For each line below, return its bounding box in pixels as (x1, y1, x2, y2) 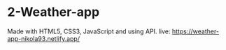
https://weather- (171, 27, 219, 35)
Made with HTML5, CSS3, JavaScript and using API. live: (7, 27, 171, 35)
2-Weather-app (7, 4, 100, 20)
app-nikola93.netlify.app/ (7, 34, 80, 42)
